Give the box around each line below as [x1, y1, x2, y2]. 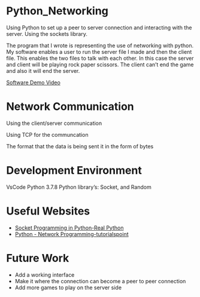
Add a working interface [14, 271, 75, 278]
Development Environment [6, 164, 142, 177]
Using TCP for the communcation [6, 131, 89, 138]
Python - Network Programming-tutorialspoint [14, 230, 129, 237]
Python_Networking [6, 4, 109, 18]
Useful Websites [6, 204, 90, 218]
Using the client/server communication [6, 120, 102, 127]
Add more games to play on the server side [14, 284, 122, 291]
